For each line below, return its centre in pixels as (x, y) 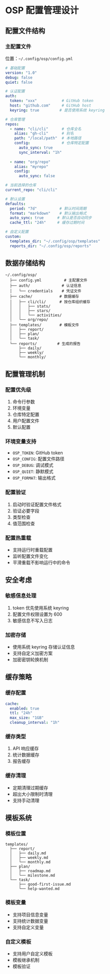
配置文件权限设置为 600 (37, 614)
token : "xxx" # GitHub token (52, 101)
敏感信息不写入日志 (33, 620)
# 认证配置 (15, 91)
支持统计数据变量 (30, 921)
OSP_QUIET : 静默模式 (33, 472)
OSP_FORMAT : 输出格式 (34, 478)
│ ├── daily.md (28, 853)
